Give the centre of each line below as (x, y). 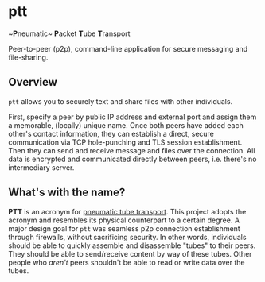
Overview (33, 82)
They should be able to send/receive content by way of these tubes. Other (130, 253)
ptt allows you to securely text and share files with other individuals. (121, 101)
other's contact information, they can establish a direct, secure (111, 133)
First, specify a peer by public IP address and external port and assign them (132, 117)
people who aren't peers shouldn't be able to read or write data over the (127, 262)
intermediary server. (41, 167)
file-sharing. (28, 57)
